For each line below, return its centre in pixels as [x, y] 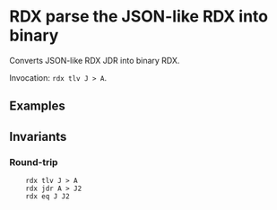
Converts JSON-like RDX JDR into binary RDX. [95, 60]
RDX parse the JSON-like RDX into [139, 17]
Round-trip [34, 162]
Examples [37, 106]
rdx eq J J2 [48, 197]
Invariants [38, 136]
